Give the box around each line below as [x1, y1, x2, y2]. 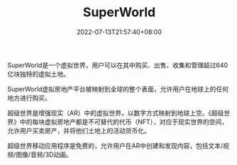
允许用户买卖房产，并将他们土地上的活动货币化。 [7, 126, 150, 135]
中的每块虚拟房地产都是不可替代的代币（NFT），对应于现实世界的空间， [19, 118, 228, 126]
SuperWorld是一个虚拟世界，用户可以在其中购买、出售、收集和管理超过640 [7, 61, 228, 69]
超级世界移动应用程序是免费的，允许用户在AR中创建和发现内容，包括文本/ [7, 141, 224, 149]
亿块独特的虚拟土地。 [7, 69, 70, 78]
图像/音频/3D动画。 [16, 150, 72, 159]
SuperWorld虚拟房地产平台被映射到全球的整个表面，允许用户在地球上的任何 [7, 84, 229, 93]
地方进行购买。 [7, 93, 51, 102]
